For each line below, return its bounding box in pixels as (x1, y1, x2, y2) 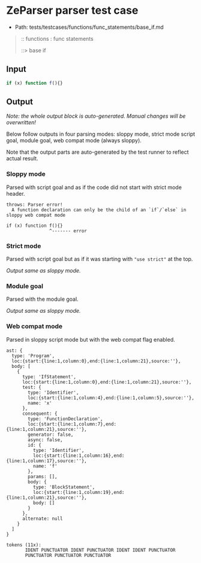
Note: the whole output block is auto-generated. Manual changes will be (6, 112, 186, 120)
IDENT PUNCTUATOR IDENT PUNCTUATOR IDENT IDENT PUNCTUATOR (25, 547, 176, 553)
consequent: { (22, 411, 58, 417)
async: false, (28, 436, 63, 443)
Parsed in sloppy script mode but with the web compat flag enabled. (6, 336, 175, 343)
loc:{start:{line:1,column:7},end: (28, 421, 117, 427)
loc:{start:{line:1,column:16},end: (32, 453, 125, 459)
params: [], (28, 474, 58, 480)
